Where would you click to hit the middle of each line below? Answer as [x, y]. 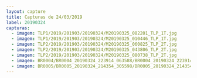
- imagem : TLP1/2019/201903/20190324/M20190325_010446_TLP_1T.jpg [94, 39]
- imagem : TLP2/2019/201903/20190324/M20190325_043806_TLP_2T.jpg [94, 50]
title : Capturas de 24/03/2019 [44, 17]
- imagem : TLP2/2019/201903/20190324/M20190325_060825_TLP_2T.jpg [94, 45]
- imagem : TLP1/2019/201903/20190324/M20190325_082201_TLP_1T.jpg [94, 33]
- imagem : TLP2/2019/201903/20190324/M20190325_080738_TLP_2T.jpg [94, 55]
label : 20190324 [26, 22]
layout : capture [26, 11]
